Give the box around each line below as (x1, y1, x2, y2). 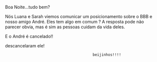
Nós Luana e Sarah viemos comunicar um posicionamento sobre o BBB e (5, 14, 153, 19)
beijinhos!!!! (92, 52, 121, 57)
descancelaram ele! (5, 43, 45, 48)
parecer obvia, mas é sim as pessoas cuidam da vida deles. (5, 24, 125, 30)
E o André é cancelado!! (5, 34, 54, 39)
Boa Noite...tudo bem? (5, 4, 50, 10)
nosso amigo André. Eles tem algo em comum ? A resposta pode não (5, 19, 144, 24)
